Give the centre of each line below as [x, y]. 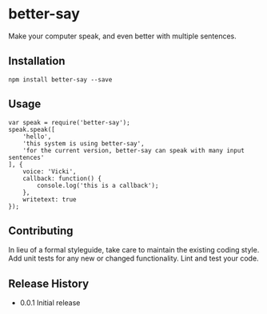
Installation [37, 61]
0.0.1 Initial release [50, 303]
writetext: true [50, 199]
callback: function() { [62, 178]
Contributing [41, 231]
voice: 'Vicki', [50, 171]
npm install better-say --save [60, 79]
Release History [49, 283]
